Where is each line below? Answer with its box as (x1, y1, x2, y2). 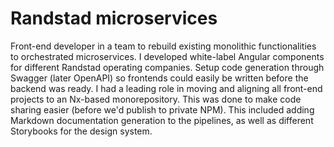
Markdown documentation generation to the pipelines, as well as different (10, 114, 314, 126)
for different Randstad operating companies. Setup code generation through (10, 61, 325, 73)
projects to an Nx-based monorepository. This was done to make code (10, 93, 302, 105)
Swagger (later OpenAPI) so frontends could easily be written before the (10, 72, 309, 84)
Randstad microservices (10, 7, 218, 30)
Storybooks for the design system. (10, 125, 153, 137)
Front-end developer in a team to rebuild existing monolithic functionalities (10, 40, 317, 52)
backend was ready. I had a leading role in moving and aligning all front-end (10, 82, 323, 94)
